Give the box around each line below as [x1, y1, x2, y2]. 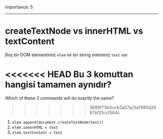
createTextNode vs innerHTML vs [5, 26, 143, 37]
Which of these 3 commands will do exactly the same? [5, 95, 114, 101]
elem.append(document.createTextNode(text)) [12, 120, 104, 125]
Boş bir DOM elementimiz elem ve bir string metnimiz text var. [5, 52, 129, 58]
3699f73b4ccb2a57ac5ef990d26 [89, 104, 157, 110]
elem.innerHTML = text [12, 125, 58, 130]
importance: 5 [5, 4, 33, 10]
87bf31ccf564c [89, 109, 120, 115]
